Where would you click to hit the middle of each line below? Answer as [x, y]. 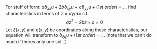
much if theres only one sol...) [36, 42]
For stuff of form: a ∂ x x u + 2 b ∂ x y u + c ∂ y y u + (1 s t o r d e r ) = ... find [71, 8]
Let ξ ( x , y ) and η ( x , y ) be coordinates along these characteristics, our [76, 30]
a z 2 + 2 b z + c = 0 [85, 22]
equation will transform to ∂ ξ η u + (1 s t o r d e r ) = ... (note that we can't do [78, 36]
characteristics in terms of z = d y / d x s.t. [47, 13]
